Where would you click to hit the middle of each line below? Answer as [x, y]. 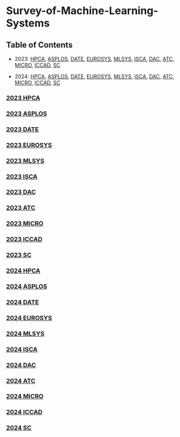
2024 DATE [23, 302]
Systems [28, 23]
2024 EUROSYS [29, 317]
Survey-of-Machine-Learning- [82, 11]
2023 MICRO [25, 224]
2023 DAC [21, 192]
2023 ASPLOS [27, 114]
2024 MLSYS [26, 333]
